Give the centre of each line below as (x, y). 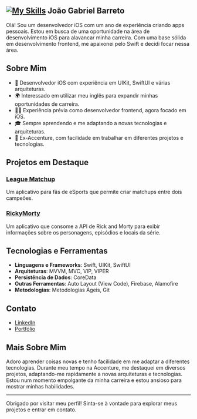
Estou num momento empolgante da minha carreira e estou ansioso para (94, 380)
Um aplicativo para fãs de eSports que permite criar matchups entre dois (94, 192)
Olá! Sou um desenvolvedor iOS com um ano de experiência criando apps (95, 25)
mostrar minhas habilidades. (40, 387)
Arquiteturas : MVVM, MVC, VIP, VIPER (62, 271)
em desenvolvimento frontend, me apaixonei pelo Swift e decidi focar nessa (98, 43)
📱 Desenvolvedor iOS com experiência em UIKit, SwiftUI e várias (92, 82)
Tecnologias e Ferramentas (57, 251)
